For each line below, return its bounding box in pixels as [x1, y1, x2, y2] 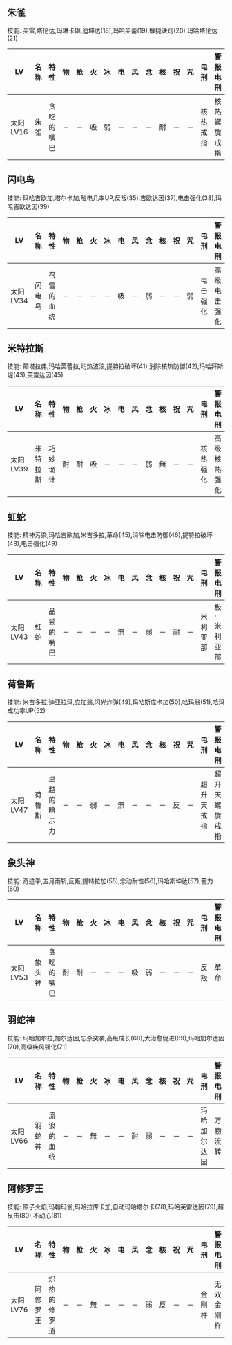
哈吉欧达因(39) [7, 202, 50, 210]
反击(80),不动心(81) [7, 1211, 62, 1220]
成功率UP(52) [7, 707, 46, 715]
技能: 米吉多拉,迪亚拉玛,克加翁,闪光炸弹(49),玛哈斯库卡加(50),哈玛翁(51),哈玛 [7, 698, 225, 706]
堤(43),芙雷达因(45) [7, 371, 64, 379]
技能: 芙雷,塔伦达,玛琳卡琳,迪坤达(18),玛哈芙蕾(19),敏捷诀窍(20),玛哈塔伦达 [7, 26, 217, 35]
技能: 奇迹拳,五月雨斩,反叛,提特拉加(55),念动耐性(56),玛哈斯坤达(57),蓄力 [7, 876, 213, 885]
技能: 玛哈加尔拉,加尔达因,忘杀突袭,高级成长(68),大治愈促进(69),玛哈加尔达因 [7, 1033, 225, 1042]
